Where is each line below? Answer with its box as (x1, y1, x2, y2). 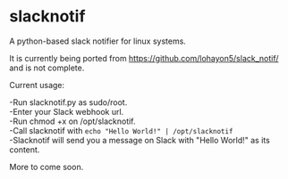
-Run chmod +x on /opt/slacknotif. (9, 116, 136, 126)
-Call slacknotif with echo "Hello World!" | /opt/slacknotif (9, 125, 233, 135)
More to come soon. (9, 161, 84, 172)
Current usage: (9, 79, 65, 90)
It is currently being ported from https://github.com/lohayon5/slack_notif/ (9, 53, 279, 63)
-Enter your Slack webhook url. (9, 106, 124, 117)
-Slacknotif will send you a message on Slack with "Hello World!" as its (9, 134, 270, 145)
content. (9, 144, 40, 155)
